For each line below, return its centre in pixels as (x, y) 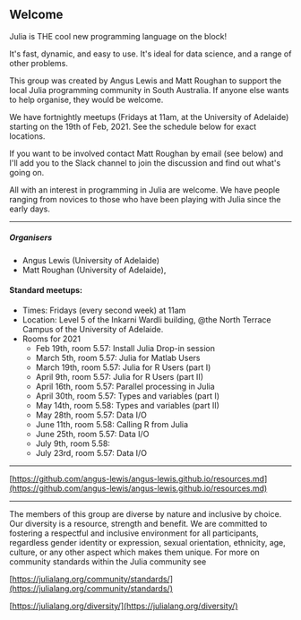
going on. (27, 172)
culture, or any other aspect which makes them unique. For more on (134, 552)
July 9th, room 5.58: (73, 443)
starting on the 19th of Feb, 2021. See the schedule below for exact (133, 126)
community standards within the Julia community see (108, 561)
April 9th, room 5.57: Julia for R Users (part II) (120, 376)
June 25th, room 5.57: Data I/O (92, 434)
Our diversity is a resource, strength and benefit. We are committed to (138, 523)
